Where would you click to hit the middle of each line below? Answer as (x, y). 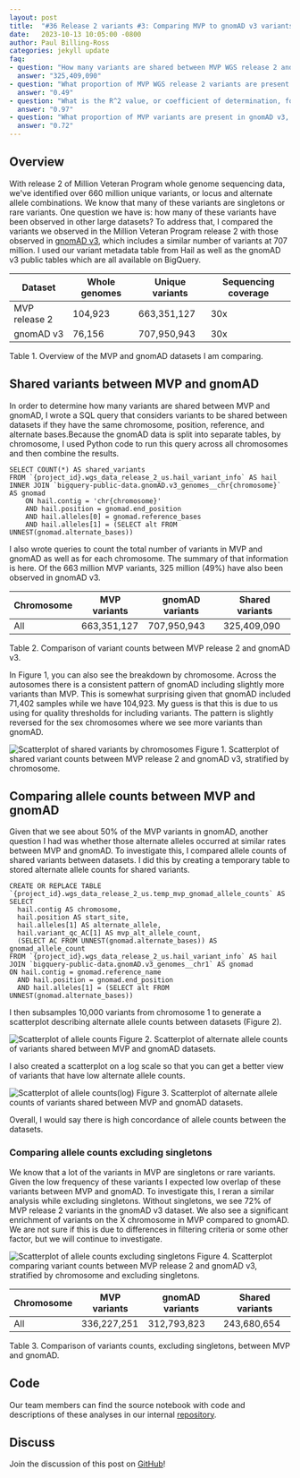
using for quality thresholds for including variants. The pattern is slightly (142, 713)
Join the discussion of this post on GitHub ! (87, 1464)
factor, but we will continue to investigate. (86, 1239)
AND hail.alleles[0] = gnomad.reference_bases (113, 517)
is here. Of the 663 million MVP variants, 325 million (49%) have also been (146, 568)
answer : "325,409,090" (59, 76)
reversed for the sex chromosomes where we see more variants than (136, 722)
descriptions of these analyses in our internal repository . (113, 1414)
